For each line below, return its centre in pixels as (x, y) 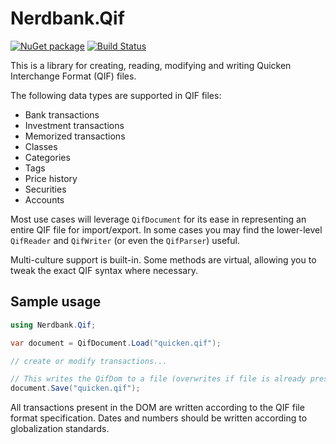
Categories (47, 157)
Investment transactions (74, 125)
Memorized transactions (75, 136)
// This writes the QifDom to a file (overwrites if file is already (158, 379)
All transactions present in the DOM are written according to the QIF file (157, 408)
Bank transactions (62, 114)
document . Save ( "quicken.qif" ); (75, 388)
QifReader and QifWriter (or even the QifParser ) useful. (125, 240)
